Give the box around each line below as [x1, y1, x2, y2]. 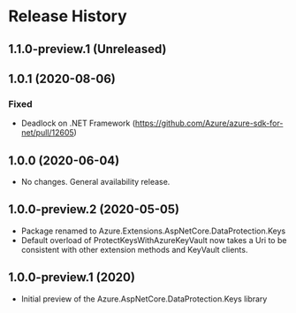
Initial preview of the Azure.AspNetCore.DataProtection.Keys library [20, 294, 268, 304]
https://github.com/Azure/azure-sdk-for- [134, 118, 284, 129]
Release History [8, 6, 127, 27]
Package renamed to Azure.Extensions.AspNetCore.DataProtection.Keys [20, 225, 286, 236]
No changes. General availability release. [20, 177, 171, 187]
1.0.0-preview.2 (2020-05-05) [8, 202, 180, 218]
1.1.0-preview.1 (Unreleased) [8, 42, 167, 57]
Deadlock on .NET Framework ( [20, 118, 136, 129]
